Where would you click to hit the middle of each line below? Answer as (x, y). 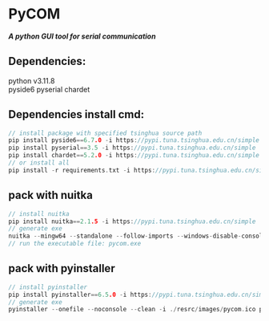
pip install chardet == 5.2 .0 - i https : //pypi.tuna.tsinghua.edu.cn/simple (134, 156)
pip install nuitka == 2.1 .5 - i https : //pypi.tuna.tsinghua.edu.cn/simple (132, 221)
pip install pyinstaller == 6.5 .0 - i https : (80, 295)
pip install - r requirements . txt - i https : (82, 170)
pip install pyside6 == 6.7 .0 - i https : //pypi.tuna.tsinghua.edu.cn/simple (134, 140)
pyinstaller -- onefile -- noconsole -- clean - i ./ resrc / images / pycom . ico (132, 310)
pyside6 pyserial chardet (49, 89)
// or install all (39, 163)
